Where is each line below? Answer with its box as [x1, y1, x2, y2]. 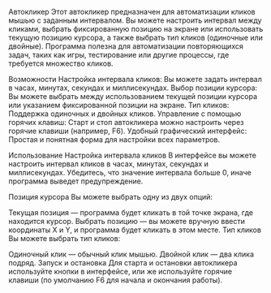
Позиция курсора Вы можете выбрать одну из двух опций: [8, 192, 213, 201]
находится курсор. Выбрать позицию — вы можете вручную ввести [8, 217, 246, 226]
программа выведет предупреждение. [8, 176, 144, 186]
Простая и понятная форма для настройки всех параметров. [8, 135, 221, 144]
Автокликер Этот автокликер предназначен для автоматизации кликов [8, 7, 256, 16]
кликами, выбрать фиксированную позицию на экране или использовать [8, 24, 264, 33]
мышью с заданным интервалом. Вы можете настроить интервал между [8, 15, 262, 25]
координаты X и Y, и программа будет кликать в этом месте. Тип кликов [8, 225, 262, 235]
